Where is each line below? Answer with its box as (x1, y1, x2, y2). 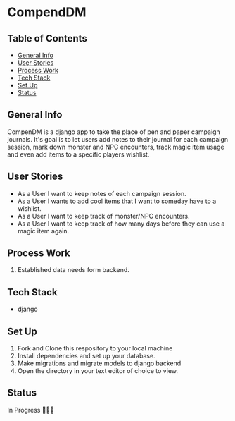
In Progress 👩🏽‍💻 (7, 405, 55, 414)
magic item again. (17, 226, 70, 235)
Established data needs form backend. (17, 266, 130, 274)
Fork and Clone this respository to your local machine (17, 344, 173, 353)
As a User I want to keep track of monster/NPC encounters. (17, 212, 190, 220)
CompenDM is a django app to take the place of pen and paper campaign (7, 128, 220, 136)
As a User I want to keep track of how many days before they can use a (17, 219, 225, 228)
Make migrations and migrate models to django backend (17, 359, 182, 367)
